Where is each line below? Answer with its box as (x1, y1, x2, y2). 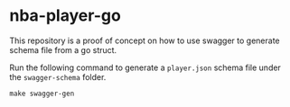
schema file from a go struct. (9, 44, 117, 55)
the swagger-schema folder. (9, 71, 107, 82)
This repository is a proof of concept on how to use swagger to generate (9, 35, 280, 46)
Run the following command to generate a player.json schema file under (9, 62, 282, 73)
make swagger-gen (9, 89, 75, 98)
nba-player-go (9, 5, 122, 26)
